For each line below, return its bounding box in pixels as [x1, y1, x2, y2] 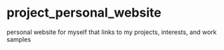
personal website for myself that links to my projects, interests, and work [6, 28, 217, 36]
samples [6, 35, 32, 43]
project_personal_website [6, 5, 162, 21]
